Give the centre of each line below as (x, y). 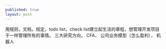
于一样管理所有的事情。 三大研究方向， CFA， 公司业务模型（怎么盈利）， (80, 35)
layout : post (19, 14)
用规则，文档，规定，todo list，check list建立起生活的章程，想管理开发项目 (82, 29)
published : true (22, 10)
